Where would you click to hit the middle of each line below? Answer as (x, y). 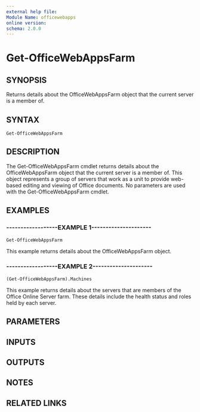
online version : (26, 23)
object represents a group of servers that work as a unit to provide (88, 179)
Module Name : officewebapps (41, 17)
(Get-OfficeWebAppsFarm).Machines (49, 279)
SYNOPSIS (27, 80)
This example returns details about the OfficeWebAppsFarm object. (89, 251)
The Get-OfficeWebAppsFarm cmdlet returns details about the (83, 166)
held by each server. (31, 302)
